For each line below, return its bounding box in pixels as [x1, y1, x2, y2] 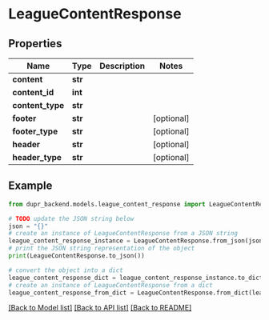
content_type [12, 100, 65, 110]
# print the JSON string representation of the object [8, 245, 195, 253]
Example [8, 179, 53, 193]
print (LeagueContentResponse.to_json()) [8, 252, 146, 260]
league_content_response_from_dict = [8, 289, 134, 297]
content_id [12, 87, 54, 98]
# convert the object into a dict [8, 266, 124, 274]
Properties [8, 37, 62, 50]
